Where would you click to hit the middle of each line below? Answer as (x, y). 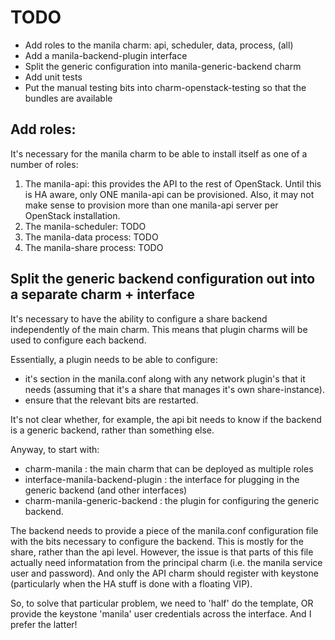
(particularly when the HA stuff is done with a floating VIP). (131, 583)
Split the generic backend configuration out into (163, 279)
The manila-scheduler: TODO (85, 226)
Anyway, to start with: (55, 449)
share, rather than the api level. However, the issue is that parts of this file (162, 552)
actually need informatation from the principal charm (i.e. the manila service (166, 562)
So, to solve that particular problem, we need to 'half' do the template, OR (162, 603)
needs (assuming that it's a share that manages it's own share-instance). (174, 389)
